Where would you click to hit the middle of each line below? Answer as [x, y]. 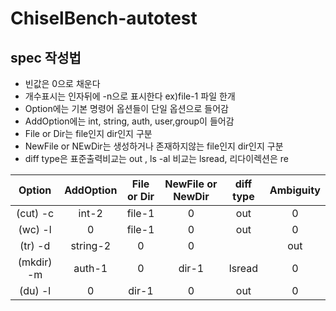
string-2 [91, 245]
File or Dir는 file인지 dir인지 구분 [88, 133]
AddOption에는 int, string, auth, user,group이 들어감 [129, 121]
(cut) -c [35, 213]
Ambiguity [295, 190]
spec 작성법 [46, 57]
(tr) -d [35, 245]
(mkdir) [35, 262]
